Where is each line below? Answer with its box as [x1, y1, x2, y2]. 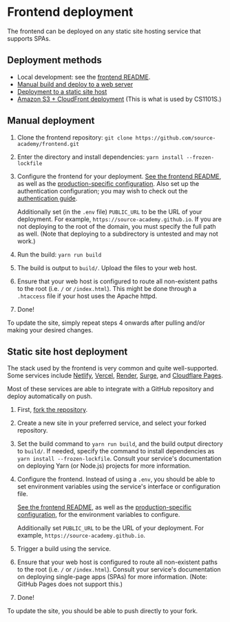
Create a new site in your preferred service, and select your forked [17, 419, 207, 427]
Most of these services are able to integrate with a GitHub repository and [7, 385, 214, 393]
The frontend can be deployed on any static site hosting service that [7, 27, 201, 35]
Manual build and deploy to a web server [17, 80, 133, 88]
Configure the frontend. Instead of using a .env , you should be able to [17, 475, 216, 484]
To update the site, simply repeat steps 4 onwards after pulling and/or [7, 319, 205, 327]
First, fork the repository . [17, 406, 88, 414]
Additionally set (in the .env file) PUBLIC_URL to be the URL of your [17, 207, 202, 216]
